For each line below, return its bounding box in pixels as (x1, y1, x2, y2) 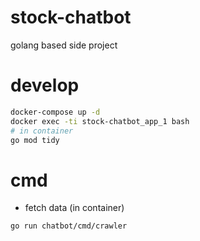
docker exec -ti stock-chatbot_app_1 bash (10, 116, 190, 126)
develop (10, 74, 80, 97)
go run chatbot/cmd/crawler (10, 221, 128, 231)
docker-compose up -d (10, 107, 101, 117)
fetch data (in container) (24, 202, 125, 214)
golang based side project (10, 39, 118, 51)
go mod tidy (10, 135, 60, 145)
